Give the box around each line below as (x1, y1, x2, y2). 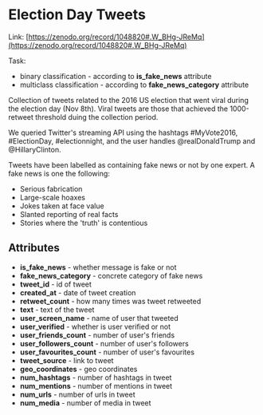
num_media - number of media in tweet (19, 397, 151, 408)
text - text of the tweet (19, 305, 95, 314)
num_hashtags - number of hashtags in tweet (19, 373, 172, 382)
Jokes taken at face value (19, 201, 105, 211)
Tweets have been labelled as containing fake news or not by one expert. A (8, 160, 255, 169)
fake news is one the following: (8, 168, 110, 178)
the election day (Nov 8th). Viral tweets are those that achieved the (8, 104, 229, 113)
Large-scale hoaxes (19, 192, 86, 202)
